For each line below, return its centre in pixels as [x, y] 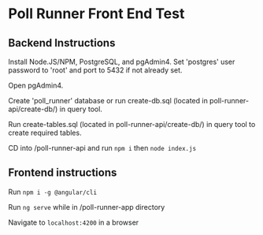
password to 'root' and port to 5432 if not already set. [95, 70]
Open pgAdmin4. [36, 85]
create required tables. [45, 132]
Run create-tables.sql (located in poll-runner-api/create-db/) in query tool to [132, 124]
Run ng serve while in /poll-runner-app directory [87, 207]
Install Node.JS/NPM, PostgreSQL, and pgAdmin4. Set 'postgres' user [122, 62]
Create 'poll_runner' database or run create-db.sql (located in [108, 101]
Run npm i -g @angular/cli [52, 192]
